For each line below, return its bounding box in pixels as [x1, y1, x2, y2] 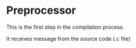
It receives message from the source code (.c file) [6, 35, 131, 42]
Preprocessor [6, 4, 77, 17]
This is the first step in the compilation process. [6, 23, 125, 31]
